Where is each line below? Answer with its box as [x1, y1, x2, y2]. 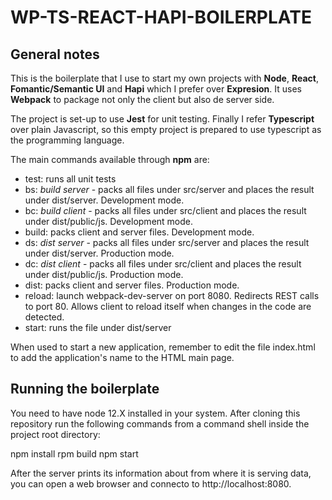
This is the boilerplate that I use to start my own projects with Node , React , [10, 72, 319, 84]
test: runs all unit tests [24, 173, 117, 185]
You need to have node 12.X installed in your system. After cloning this [10, 407, 301, 419]
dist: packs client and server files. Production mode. [24, 279, 240, 291]
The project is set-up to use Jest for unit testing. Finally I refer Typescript [10, 113, 315, 125]
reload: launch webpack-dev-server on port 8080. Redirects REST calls [24, 290, 320, 301]
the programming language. [10, 134, 125, 146]
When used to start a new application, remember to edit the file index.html [10, 341, 316, 353]
